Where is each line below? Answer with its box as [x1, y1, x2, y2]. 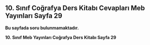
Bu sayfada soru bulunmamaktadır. [5, 25, 79, 31]
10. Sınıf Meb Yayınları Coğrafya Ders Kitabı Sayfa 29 [5, 34, 116, 40]
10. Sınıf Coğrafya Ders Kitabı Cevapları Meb [5, 4, 145, 12]
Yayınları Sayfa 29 [5, 12, 63, 20]
